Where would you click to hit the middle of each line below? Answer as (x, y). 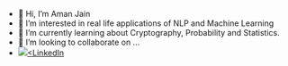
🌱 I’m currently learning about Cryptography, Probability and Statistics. (149, 33)
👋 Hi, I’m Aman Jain (54, 14)
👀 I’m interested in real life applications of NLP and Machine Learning (146, 23)
